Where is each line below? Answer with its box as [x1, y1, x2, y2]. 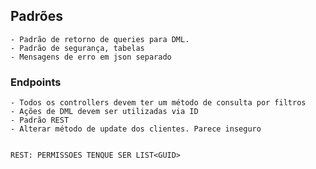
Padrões [10, 8, 63, 25]
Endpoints [10, 75, 62, 89]
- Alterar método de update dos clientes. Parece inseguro [10, 124, 262, 134]
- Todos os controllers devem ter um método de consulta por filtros [10, 98, 307, 108]
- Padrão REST [10, 115, 70, 126]
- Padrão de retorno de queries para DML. [10, 34, 190, 44]
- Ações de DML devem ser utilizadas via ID [10, 107, 199, 117]
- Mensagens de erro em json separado [10, 52, 172, 62]
